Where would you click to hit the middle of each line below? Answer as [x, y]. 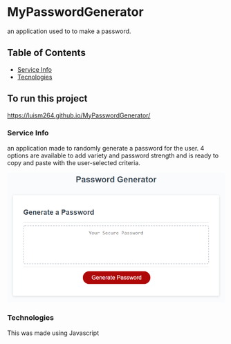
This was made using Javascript [53, 333]
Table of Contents [47, 53]
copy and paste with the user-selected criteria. [74, 162]
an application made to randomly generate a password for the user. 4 [106, 148]
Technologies [30, 318]
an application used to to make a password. [69, 31]
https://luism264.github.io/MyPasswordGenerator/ [79, 115]
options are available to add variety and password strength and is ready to [113, 155]
